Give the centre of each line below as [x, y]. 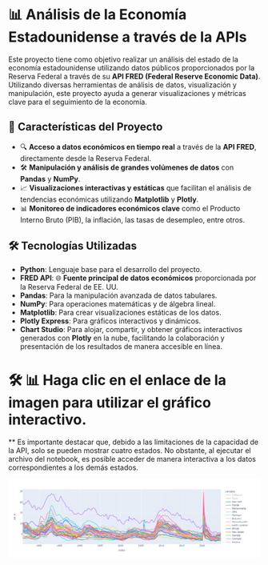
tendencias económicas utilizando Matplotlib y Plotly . [109, 199]
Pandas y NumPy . [50, 178]
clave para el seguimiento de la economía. [78, 102]
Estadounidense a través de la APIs [128, 37]
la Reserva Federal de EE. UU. [69, 287]
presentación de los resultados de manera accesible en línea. [121, 346]
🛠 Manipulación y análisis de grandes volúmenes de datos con [127, 167]
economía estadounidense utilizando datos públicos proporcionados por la [132, 67]
